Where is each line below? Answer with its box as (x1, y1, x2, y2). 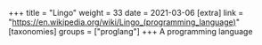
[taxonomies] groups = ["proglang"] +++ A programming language (8, 26, 253, 36)
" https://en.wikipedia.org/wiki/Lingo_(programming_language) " (8, 17, 240, 27)
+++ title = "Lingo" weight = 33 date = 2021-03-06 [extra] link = (8, 8, 244, 18)
